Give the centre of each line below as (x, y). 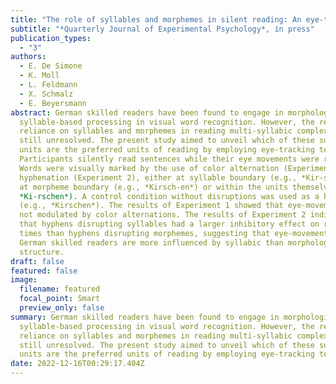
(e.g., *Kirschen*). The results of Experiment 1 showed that (151, 206)
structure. (42, 252)
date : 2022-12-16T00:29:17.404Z (77, 364)
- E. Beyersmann (53, 103)
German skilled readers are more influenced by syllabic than (151, 242)
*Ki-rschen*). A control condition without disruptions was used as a (169, 196)
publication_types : (51, 38)
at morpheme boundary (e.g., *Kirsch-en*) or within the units (153, 187)
